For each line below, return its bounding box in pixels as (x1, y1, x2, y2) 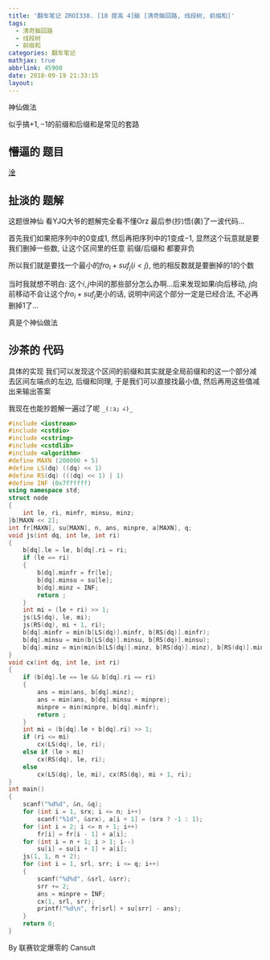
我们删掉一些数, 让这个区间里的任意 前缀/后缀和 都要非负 (8, 243, 195, 253)
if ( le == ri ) (22, 554, 70, 562)
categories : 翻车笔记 (8, 49, 76, 57)
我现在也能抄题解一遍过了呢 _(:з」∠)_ (8, 403, 133, 413)
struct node (8, 494, 48, 502)
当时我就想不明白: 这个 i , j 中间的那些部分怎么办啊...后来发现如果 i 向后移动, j (8, 279, 252, 288)
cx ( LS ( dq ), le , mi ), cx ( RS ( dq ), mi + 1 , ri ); (37, 770, 193, 778)
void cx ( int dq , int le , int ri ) (8, 658, 121, 667)
